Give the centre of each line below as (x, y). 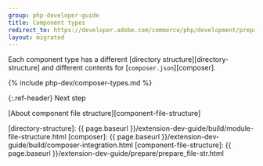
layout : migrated (36, 37)
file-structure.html (37, 137)
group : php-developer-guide (54, 15)
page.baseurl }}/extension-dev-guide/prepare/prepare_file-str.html (116, 153)
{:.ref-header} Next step (47, 98)
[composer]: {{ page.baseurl (114, 137)
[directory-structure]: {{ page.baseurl (68, 128)
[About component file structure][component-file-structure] (104, 114)
